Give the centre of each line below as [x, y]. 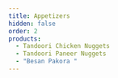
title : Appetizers [39, 16]
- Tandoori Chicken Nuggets [63, 46]
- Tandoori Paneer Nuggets [61, 54]
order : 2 [23, 31]
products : [25, 39]
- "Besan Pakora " [47, 62]
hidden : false [32, 24]
